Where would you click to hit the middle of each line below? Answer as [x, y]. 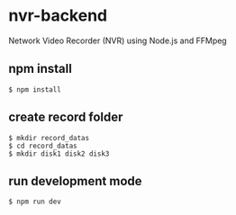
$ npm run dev [35, 202]
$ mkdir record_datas [49, 138]
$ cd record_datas [43, 146]
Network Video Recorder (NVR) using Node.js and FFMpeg [118, 40]
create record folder [66, 117]
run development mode [75, 181]
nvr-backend [58, 16]
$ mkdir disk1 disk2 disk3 [59, 154]
